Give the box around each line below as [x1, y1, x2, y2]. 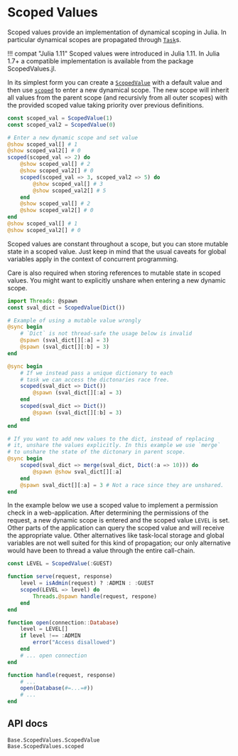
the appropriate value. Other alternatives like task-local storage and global [7, 531, 225, 540]
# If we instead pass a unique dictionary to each [20, 369, 173, 377]
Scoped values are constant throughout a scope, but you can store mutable [7, 239, 229, 248]
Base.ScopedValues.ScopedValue [7, 736, 100, 744]
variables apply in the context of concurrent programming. [7, 254, 179, 263]
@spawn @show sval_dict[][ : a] [33, 468, 122, 476]
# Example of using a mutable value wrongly [7, 317, 141, 324]
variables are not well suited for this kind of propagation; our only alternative [7, 539, 231, 547]
